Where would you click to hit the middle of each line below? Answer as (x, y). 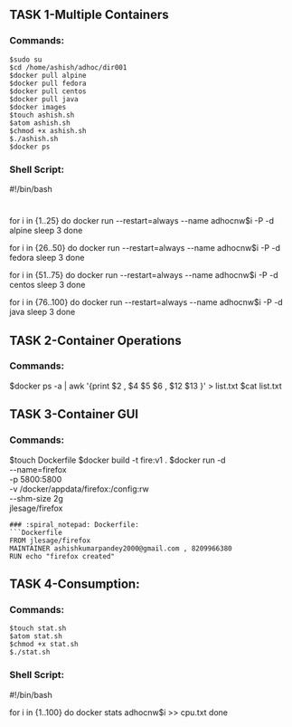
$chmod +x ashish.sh (48, 130)
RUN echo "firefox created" (62, 556)
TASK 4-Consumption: (75, 584)
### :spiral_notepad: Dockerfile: (75, 524)
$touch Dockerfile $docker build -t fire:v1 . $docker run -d (118, 460)
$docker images (38, 107)
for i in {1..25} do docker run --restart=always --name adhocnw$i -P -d (141, 221)
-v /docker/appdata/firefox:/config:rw (79, 489)
